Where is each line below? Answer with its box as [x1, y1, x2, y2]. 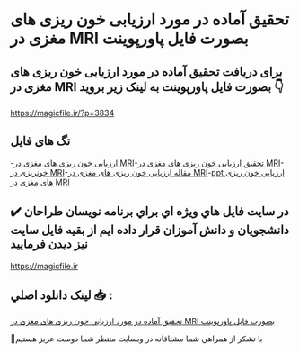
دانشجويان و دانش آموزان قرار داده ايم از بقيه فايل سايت [10, 222, 290, 238]
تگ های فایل [10, 133, 71, 149]
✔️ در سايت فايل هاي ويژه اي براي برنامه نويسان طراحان [10, 204, 290, 220]
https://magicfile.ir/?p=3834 [10, 108, 115, 118]
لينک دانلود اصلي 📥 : [10, 288, 113, 303]
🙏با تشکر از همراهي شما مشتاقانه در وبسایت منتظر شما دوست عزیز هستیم [10, 333, 263, 344]
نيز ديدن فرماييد [10, 237, 88, 252]
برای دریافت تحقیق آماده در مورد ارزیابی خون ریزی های [10, 64, 283, 79]
